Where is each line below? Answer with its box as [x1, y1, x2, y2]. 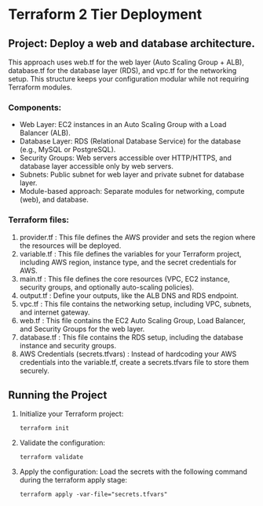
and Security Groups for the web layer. [19, 324, 145, 333]
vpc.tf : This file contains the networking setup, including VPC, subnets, [19, 299, 252, 308]
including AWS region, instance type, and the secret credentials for [19, 257, 237, 267]
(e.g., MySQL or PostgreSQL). [19, 145, 116, 155]
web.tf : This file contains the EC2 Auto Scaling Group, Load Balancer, [19, 315, 246, 325]
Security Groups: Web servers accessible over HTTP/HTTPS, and [19, 153, 232, 162]
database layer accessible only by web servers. [19, 162, 174, 171]
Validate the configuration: [19, 438, 106, 448]
